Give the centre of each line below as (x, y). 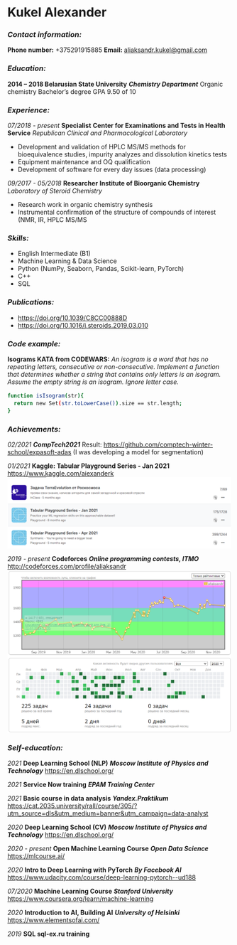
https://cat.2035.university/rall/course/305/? (72, 806)
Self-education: (35, 747)
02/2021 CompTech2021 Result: (55, 444)
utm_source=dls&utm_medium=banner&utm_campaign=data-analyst (108, 813)
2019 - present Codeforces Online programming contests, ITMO (103, 559)
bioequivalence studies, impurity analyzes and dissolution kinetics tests (122, 154)
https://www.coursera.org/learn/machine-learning (81, 899)
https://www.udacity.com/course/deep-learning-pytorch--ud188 (102, 877)
